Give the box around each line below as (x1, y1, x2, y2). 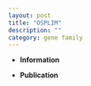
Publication (19, 70, 59, 80)
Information (19, 55, 60, 65)
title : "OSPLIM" (8, 19, 62, 27)
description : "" (8, 26, 62, 34)
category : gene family (8, 33, 83, 42)
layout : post (8, 11, 51, 20)
